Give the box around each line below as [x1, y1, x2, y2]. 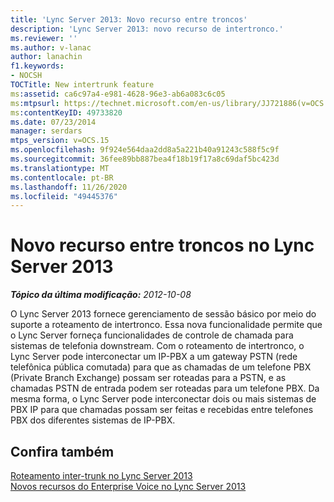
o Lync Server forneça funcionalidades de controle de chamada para [10, 329, 294, 341]
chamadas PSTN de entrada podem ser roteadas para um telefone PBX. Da [10, 382, 320, 395]
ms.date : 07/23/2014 [10, 117, 97, 127]
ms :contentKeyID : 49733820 [10, 107, 123, 118]
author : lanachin [10, 52, 83, 62]
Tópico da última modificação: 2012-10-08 [10, 289, 192, 301]
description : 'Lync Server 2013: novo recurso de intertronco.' [10, 24, 284, 34]
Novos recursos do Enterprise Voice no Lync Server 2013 [10, 481, 247, 492]
